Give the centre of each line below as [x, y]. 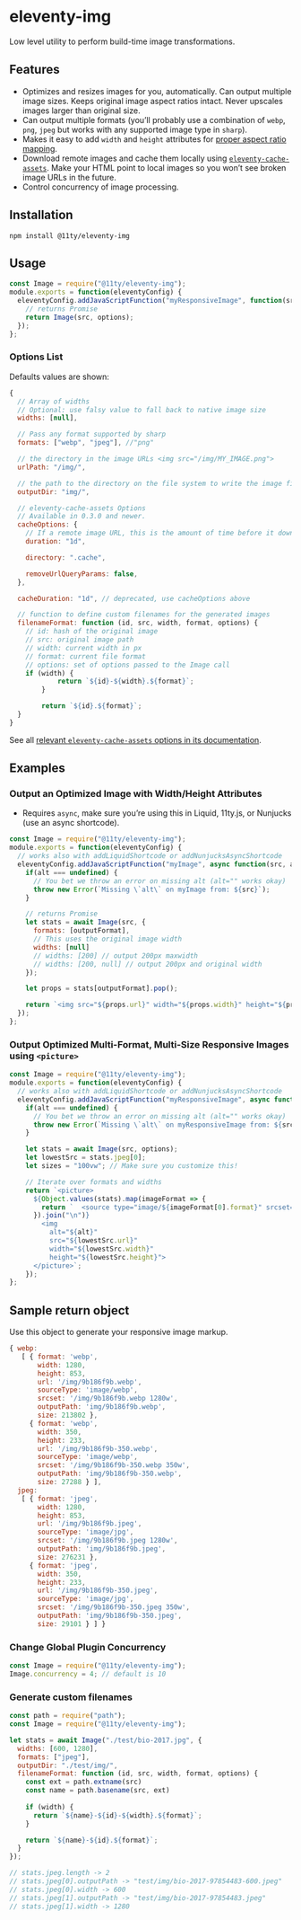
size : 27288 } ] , [69, 1482]
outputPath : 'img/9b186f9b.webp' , [102, 1407]
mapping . [40, 148]
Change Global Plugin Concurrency [88, 1647]
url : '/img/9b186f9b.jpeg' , [90, 1524]
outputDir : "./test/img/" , [68, 1765]
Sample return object [69, 1310]
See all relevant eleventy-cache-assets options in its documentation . [135, 739]
